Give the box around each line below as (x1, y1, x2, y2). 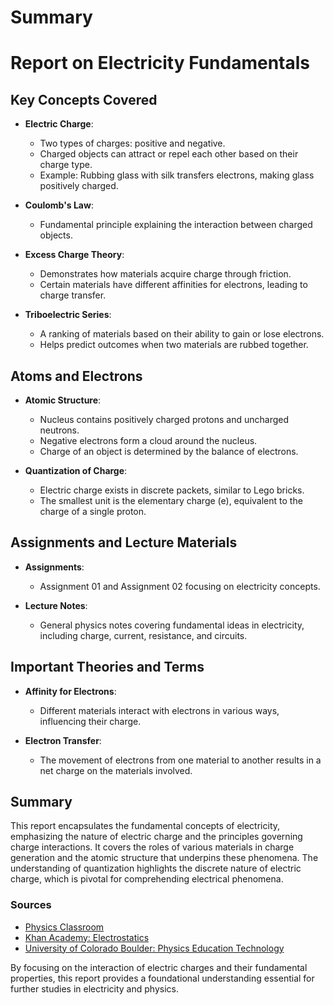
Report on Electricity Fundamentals (10, 52, 310, 75)
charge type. (39, 159, 93, 171)
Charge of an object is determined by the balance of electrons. (39, 446, 299, 457)
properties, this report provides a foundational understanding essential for (10, 972, 315, 984)
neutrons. (39, 424, 80, 436)
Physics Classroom (24, 921, 105, 933)
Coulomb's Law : (24, 199, 94, 211)
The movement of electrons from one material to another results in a (39, 754, 322, 766)
